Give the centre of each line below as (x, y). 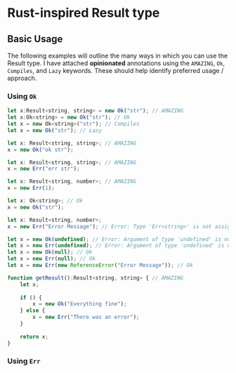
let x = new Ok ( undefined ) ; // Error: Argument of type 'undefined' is (114, 239)
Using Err (24, 361)
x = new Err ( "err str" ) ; (44, 169)
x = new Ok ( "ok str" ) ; (40, 150)
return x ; (34, 336)
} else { (33, 310)
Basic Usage (35, 39)
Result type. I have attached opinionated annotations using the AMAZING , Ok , (116, 63)
